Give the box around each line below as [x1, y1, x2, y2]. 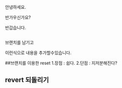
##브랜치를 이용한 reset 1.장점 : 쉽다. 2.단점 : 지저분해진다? [5, 60, 118, 66]
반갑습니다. [5, 25, 26, 30]
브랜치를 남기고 [5, 40, 34, 45]
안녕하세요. [5, 4, 26, 10]
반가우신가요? [5, 15, 31, 20]
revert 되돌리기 [5, 75, 49, 84]
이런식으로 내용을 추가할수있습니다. [5, 50, 71, 56]
